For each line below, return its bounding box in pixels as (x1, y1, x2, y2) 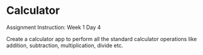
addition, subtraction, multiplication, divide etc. (6, 42, 124, 49)
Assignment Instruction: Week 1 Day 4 (6, 24, 101, 31)
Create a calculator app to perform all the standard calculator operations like (6, 35, 197, 42)
